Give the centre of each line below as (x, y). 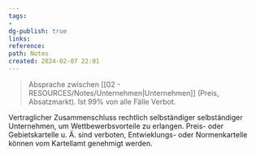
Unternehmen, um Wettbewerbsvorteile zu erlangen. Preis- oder (116, 126)
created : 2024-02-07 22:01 (54, 62)
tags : (17, 16)
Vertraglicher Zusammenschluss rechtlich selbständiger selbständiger (126, 117)
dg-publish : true (38, 31)
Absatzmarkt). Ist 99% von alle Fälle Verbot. (102, 102)
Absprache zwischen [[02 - (74, 84)
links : (20, 39)
